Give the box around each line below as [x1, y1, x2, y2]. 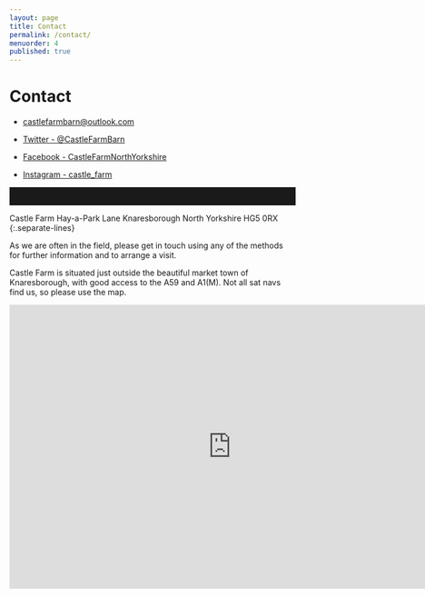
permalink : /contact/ [9, 30, 92, 39]
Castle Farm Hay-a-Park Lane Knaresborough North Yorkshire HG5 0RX [9, 213, 279, 224]
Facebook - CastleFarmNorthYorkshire [22, 152, 167, 163]
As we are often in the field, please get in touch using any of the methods [9, 240, 283, 251]
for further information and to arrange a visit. [9, 250, 177, 261]
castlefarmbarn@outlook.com [22, 116, 134, 127]
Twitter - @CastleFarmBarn [22, 134, 125, 145]
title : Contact [9, 22, 67, 31]
